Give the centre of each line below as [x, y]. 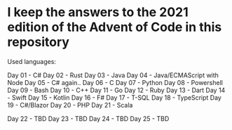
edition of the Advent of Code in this [115, 27]
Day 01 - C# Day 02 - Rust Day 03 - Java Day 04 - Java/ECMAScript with [113, 75]
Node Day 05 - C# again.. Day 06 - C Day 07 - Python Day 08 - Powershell [115, 82]
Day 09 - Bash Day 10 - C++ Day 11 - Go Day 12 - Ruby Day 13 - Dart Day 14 [116, 90]
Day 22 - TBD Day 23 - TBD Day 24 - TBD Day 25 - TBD [88, 118]
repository [39, 42]
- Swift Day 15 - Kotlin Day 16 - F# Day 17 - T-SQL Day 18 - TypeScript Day [115, 97]
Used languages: [32, 61]
